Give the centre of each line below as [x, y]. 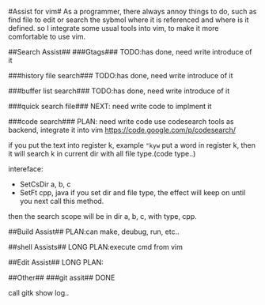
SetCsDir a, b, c [45, 184]
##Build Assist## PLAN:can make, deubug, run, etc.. [94, 232]
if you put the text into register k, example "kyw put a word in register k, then [132, 145]
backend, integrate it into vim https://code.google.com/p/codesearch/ [122, 130]
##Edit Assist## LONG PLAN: [56, 262]
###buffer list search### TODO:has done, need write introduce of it [119, 91]
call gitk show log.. [39, 293]
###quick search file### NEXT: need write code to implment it [110, 106]
